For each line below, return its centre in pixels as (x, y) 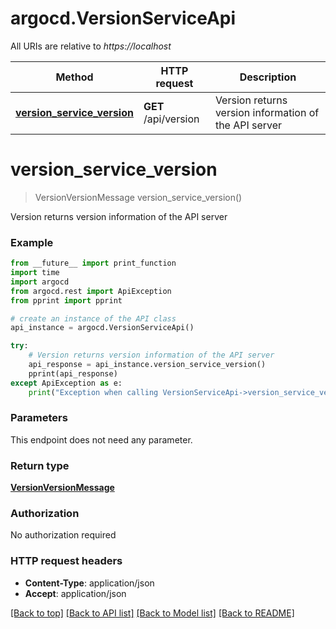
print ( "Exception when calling (93, 392)
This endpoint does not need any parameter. (101, 439)
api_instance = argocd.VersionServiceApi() (102, 328)
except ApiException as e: (66, 383)
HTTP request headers (66, 561)
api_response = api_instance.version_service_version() (147, 365)
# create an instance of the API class (93, 318)
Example (32, 242)
